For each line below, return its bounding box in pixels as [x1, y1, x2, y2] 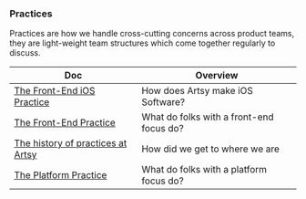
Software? [140, 96, 185, 109]
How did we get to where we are [140, 142, 280, 155]
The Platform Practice [14, 169, 107, 182]
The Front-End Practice [14, 117, 116, 130]
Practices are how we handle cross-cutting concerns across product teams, [9, 28, 294, 39]
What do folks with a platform [140, 163, 267, 176]
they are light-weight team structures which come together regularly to [9, 37, 276, 48]
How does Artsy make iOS [140, 85, 253, 98]
